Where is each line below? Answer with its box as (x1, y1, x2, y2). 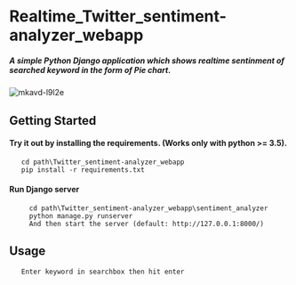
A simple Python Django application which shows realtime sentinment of (9, 55, 284, 66)
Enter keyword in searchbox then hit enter (20, 267, 185, 276)
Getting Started (9, 113, 97, 128)
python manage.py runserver (28, 211, 133, 220)
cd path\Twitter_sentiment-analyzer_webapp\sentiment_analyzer (28, 203, 268, 213)
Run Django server (9, 184, 80, 195)
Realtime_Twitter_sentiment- (9, 6, 227, 27)
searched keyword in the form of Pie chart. (9, 64, 172, 75)
